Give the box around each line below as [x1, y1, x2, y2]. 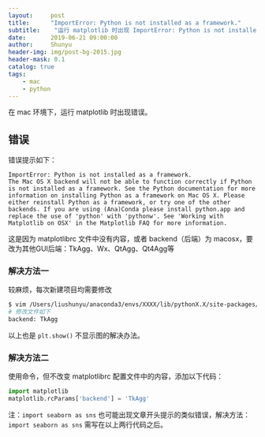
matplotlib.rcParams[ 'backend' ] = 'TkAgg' [8, 395, 150, 403]
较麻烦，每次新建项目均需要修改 [8, 285, 112, 294]
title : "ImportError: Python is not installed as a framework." [8, 19, 242, 27]
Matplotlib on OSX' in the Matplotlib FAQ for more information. [8, 219, 227, 227]
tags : [8, 70, 26, 78]
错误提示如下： [8, 155, 57, 165]
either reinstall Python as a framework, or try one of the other [8, 199, 231, 207]
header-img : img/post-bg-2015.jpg [8, 48, 122, 56]
